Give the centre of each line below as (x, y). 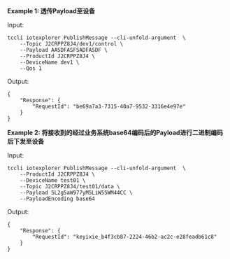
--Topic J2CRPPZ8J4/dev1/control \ (72, 44)
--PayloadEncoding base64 (58, 199)
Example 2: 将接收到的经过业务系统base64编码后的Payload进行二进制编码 (115, 133)
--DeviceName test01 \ (53, 181)
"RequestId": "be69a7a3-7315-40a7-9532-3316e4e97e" (109, 106)
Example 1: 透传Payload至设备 (51, 11)
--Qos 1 (31, 69)
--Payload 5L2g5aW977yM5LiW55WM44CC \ (76, 192)
